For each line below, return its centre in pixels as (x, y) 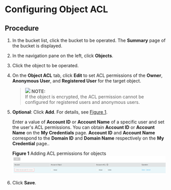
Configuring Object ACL (56, 9)
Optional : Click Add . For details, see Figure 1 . (60, 112)
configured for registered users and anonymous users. (82, 102)
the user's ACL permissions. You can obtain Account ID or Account (83, 127)
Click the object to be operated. (45, 65)
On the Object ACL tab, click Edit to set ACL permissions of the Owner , (87, 75)
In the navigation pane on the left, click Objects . (63, 56)
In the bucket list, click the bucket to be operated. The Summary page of (89, 40)
